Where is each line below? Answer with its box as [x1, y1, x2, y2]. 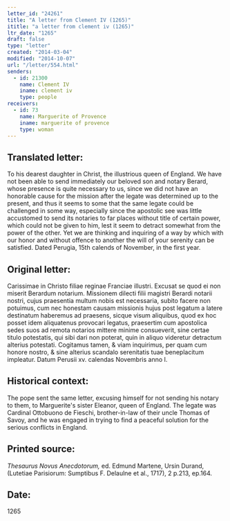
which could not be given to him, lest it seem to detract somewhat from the [7, 221, 221, 230]
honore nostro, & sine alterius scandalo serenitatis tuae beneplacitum [7, 348, 204, 356]
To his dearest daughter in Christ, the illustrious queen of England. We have [7, 170, 222, 179]
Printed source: [7, 444, 75, 455]
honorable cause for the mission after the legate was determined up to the [7, 192, 219, 201]
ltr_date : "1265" [7, 29, 57, 37]
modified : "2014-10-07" [7, 55, 76, 62]
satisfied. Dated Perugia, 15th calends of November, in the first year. [7, 244, 201, 252]
